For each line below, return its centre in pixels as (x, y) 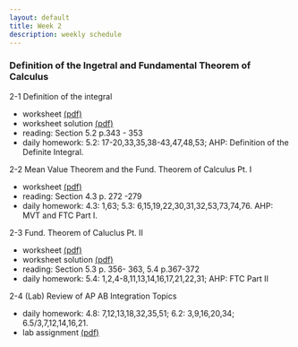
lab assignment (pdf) (61, 332)
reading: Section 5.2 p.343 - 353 (82, 133)
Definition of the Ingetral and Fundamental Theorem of (130, 65)
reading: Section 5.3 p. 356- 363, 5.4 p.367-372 (111, 269)
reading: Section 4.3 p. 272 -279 (82, 196)
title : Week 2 (36, 26)
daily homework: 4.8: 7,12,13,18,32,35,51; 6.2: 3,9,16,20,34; (128, 313)
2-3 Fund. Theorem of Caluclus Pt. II (76, 232)
